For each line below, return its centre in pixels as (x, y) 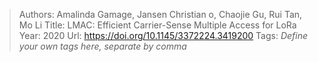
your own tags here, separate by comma (102, 46)
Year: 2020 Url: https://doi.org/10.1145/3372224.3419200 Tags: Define (163, 35)
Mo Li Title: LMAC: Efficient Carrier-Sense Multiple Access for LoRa (157, 25)
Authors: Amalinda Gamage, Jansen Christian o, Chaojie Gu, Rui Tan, (160, 14)
